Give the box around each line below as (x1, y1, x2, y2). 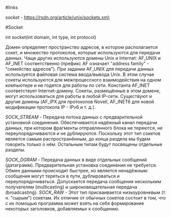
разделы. (5, 147, 26, 153)
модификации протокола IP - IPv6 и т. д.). (5, 104, 96, 110)
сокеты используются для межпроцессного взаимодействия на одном (5, 77, 161, 83)
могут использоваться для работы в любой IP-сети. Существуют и (5, 93, 152, 99)
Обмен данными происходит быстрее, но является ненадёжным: (5, 168, 148, 173)
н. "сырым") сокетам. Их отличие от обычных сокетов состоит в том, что (5, 195, 166, 201)
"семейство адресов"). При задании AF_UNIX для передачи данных (5, 66, 154, 72)
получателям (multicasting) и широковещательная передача (5, 184, 137, 190)
